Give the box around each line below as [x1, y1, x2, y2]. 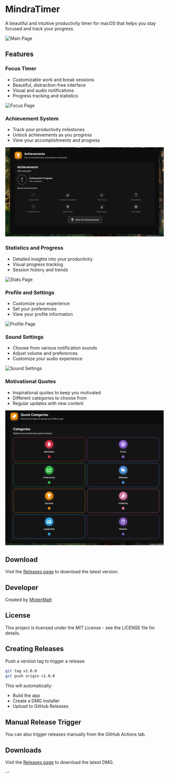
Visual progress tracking [12, 261, 63, 267]
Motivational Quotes [5, 378, 56, 385]
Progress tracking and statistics [12, 92, 78, 99]
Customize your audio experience [12, 355, 83, 362]
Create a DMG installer [12, 698, 60, 704]
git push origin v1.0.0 [5, 674, 55, 679]
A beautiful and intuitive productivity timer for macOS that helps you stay [5, 20, 156, 26]
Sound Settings [5, 333, 44, 340]
